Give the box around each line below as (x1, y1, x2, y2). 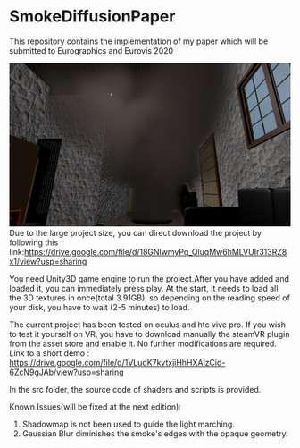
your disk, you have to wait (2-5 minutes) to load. (9, 302, 190, 313)
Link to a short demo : (9, 348, 90, 359)
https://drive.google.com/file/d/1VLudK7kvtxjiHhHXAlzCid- (9, 358, 226, 368)
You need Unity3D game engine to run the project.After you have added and (9, 274, 290, 284)
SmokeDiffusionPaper (9, 6, 176, 27)
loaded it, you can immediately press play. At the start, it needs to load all (9, 283, 279, 294)
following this (9, 237, 59, 248)
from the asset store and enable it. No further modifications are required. (9, 338, 277, 350)
